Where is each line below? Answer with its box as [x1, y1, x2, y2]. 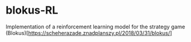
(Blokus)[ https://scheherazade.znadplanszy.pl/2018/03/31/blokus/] [5, 29, 172, 36]
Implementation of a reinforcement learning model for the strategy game [5, 23, 186, 30]
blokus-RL [5, 4, 58, 17]
